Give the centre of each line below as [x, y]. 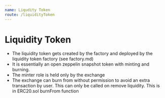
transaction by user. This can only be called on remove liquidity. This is [86, 86]
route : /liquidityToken [30, 15]
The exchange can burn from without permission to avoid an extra [81, 80]
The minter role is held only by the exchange [58, 75]
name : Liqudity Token [28, 10]
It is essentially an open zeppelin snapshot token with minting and [81, 64]
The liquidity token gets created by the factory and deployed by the [82, 54]
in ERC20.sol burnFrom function [45, 91]
